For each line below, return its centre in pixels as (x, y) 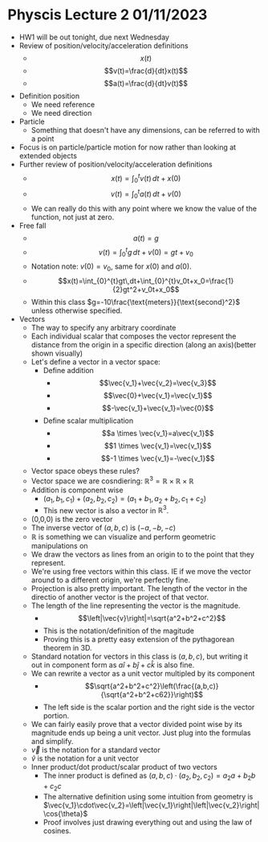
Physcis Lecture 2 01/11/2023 (108, 15)
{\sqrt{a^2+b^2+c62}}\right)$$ (152, 695)
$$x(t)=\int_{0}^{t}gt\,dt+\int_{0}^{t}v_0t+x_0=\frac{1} (146, 281)
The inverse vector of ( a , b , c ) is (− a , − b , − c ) (104, 528)
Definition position (49, 96)
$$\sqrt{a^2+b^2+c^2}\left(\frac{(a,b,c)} (152, 686)
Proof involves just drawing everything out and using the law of (148, 822)
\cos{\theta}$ (65, 813)
